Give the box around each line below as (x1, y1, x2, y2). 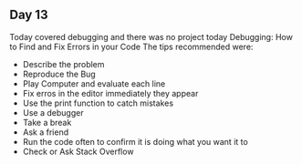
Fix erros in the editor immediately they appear (22, 87, 199, 98)
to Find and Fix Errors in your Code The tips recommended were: (9, 41, 254, 52)
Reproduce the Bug (22, 68, 96, 79)
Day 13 (9, 7, 48, 23)
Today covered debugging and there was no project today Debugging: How (9, 31, 294, 42)
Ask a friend (22, 127, 69, 138)
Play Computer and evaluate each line (22, 77, 166, 89)
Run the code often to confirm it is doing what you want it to (22, 136, 248, 147)
